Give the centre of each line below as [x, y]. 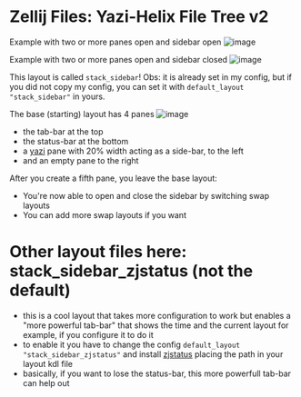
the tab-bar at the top [63, 131]
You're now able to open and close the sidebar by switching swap [146, 195]
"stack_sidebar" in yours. [57, 96]
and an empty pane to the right [80, 160]
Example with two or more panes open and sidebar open [115, 42]
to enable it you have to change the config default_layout [131, 344]
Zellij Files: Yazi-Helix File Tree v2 [139, 17]
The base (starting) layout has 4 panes [82, 114]
